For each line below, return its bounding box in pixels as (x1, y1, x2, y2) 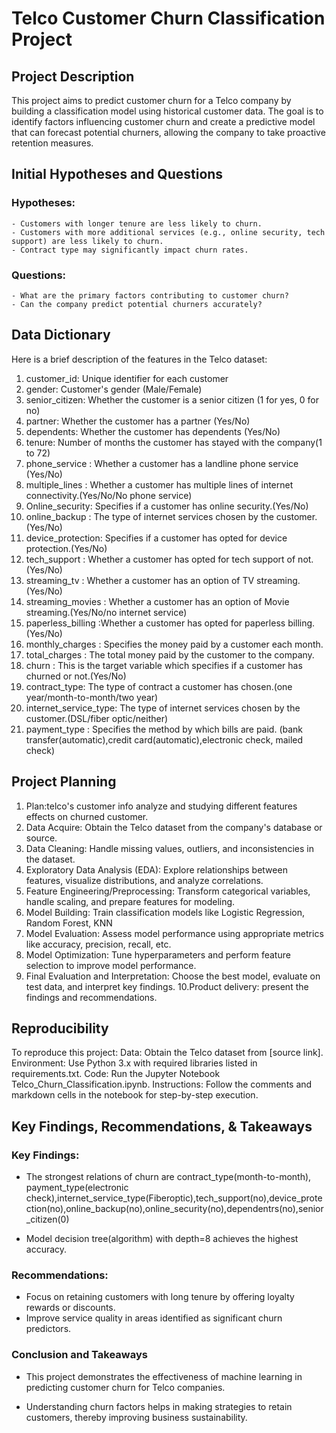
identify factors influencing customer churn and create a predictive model (11, 116, 316, 127)
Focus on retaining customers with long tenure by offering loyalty (25, 1291, 295, 1303)
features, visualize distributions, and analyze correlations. (25, 874, 264, 886)
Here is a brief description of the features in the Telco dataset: (11, 353, 268, 365)
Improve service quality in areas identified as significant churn (25, 1312, 283, 1324)
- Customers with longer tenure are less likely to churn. (11, 218, 263, 229)
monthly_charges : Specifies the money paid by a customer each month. (25, 638, 324, 650)
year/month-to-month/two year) (25, 691, 159, 703)
